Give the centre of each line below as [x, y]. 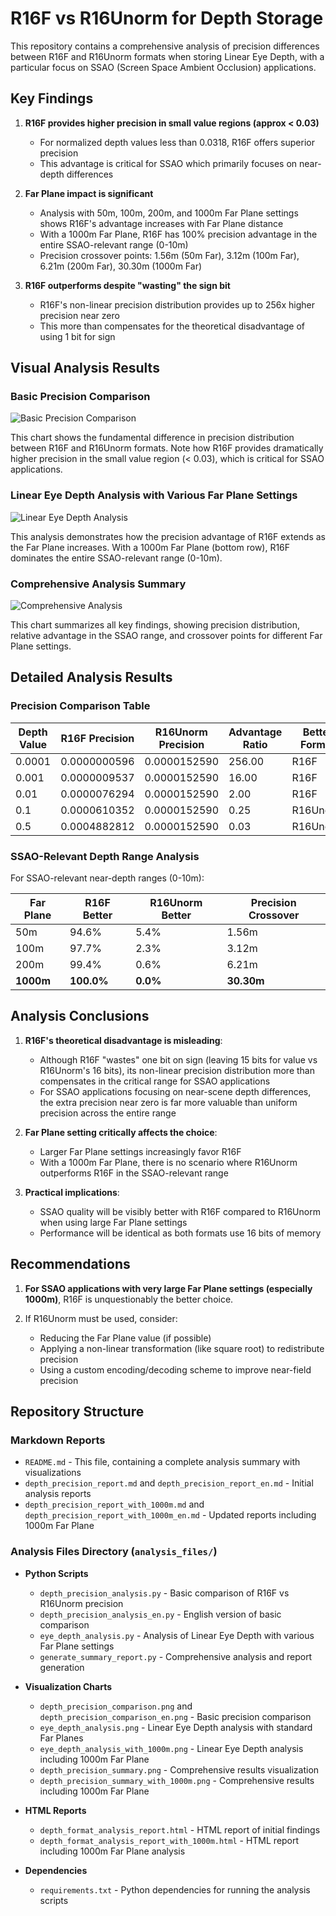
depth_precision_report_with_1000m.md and [114, 1504]
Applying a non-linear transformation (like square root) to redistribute [182, 1348]
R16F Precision [97, 738]
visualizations [53, 1473]
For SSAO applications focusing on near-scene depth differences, [175, 1091]
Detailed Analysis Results [91, 677]
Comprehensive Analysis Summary [98, 584]
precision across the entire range [108, 1113]
